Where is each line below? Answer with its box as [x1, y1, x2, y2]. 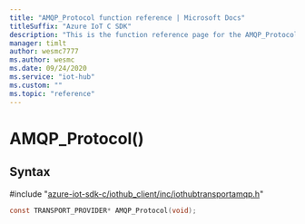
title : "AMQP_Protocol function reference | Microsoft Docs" [9, 13, 246, 23]
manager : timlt [9, 38, 67, 48]
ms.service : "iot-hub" [9, 73, 95, 82]
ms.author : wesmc [9, 55, 75, 64]
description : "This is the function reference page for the [9, 30, 242, 39]
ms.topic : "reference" [9, 89, 95, 98]
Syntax [9, 164, 51, 180]
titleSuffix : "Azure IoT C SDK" [9, 22, 132, 31]
